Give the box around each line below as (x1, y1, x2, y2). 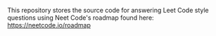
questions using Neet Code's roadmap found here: (7, 13, 154, 22)
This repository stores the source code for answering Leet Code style (7, 6, 209, 14)
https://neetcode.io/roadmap (7, 21, 91, 29)
